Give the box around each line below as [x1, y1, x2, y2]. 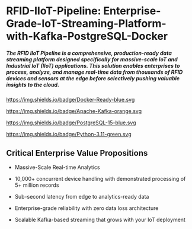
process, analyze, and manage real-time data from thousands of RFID [6, 68, 183, 76]
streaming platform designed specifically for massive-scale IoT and [6, 55, 178, 63]
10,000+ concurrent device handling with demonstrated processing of [14, 175, 186, 182]
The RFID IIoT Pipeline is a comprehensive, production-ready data [6, 49, 172, 57]
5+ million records [14, 181, 59, 189]
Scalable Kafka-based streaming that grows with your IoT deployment [14, 216, 185, 223]
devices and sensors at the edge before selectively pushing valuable [6, 74, 180, 81]
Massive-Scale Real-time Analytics [14, 164, 100, 171]
